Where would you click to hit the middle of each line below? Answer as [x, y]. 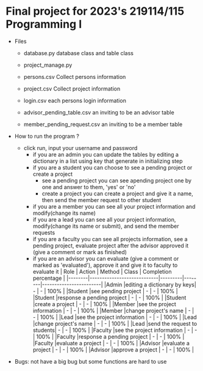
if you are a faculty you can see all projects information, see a [110, 239]
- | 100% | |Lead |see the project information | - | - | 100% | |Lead [115, 317]
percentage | [49, 278]
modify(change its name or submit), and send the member [106, 226]
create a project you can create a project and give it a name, [117, 193]
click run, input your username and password [80, 148]
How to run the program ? [47, 136]
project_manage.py [48, 65]
